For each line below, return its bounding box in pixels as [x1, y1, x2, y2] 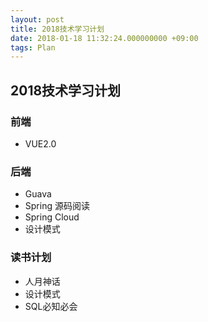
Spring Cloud [24, 211, 80, 223]
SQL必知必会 [24, 300, 78, 312]
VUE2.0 [24, 137, 57, 150]
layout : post [10, 14, 65, 25]
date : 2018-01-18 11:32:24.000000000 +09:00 [10, 33, 199, 43]
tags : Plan [10, 42, 56, 53]
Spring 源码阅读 [24, 200, 90, 212]
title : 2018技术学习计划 [10, 24, 105, 34]
